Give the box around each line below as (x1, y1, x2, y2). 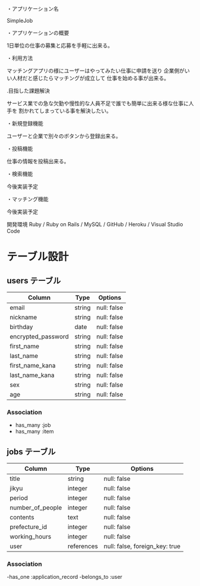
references (68, 542, 99, 550)
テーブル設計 (7, 250, 69, 264)
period (9, 494, 28, 502)
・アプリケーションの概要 (7, 29, 69, 36)
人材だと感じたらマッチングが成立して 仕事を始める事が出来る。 (11, 75, 170, 81)
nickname (9, 313, 37, 321)
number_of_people (9, 503, 62, 512)
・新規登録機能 (7, 120, 43, 126)
